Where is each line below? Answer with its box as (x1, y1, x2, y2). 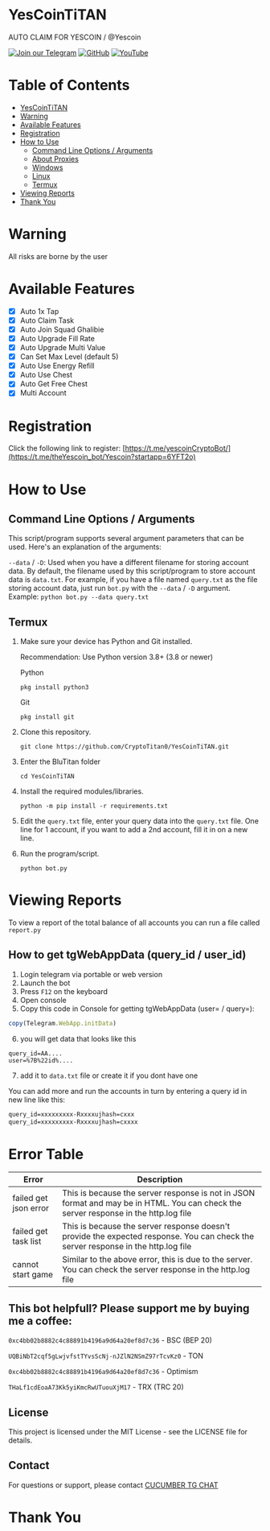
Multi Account (19, 388, 67, 398)
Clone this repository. (19, 727, 92, 737)
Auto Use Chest (19, 370, 73, 380)
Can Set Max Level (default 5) (19, 352, 119, 361)
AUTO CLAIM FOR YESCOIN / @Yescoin (8, 32, 141, 42)
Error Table (8, 1145, 84, 1163)
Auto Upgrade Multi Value (19, 343, 106, 352)
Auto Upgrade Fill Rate (19, 333, 95, 343)
